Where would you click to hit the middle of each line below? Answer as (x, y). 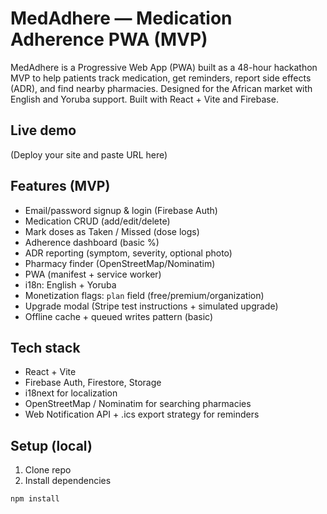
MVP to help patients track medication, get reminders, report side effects (161, 78)
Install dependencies (68, 481)
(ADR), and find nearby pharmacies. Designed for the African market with (161, 88)
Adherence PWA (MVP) (109, 39)
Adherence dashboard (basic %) (92, 242)
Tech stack (45, 347)
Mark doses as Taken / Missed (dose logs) (112, 231)
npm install (35, 499)
